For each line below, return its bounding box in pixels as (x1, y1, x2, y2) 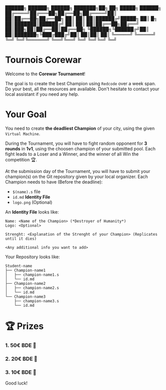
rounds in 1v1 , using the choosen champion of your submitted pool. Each (5, 145, 156, 151)
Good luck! (5, 380, 28, 386)
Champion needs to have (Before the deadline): (5, 178, 103, 185)
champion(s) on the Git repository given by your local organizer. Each (5, 173, 148, 179)
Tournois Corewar (5, 54, 81, 66)
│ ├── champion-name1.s (5, 272, 59, 277)
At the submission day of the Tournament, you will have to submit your (5, 168, 150, 174)
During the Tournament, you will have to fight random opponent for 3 (5, 140, 147, 146)
